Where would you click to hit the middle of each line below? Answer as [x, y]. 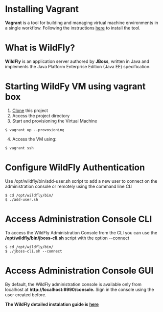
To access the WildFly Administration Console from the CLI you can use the [81, 232]
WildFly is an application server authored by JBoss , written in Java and [77, 61]
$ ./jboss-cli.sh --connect [34, 251]
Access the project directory [41, 115]
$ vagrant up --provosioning [35, 130]
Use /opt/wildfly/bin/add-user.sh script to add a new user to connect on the [81, 181]
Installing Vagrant [42, 9]
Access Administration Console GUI [79, 270]
